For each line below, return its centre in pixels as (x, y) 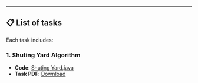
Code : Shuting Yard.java (44, 68)
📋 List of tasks (34, 23)
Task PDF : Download (40, 74)
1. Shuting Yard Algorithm (43, 55)
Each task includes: (30, 40)
